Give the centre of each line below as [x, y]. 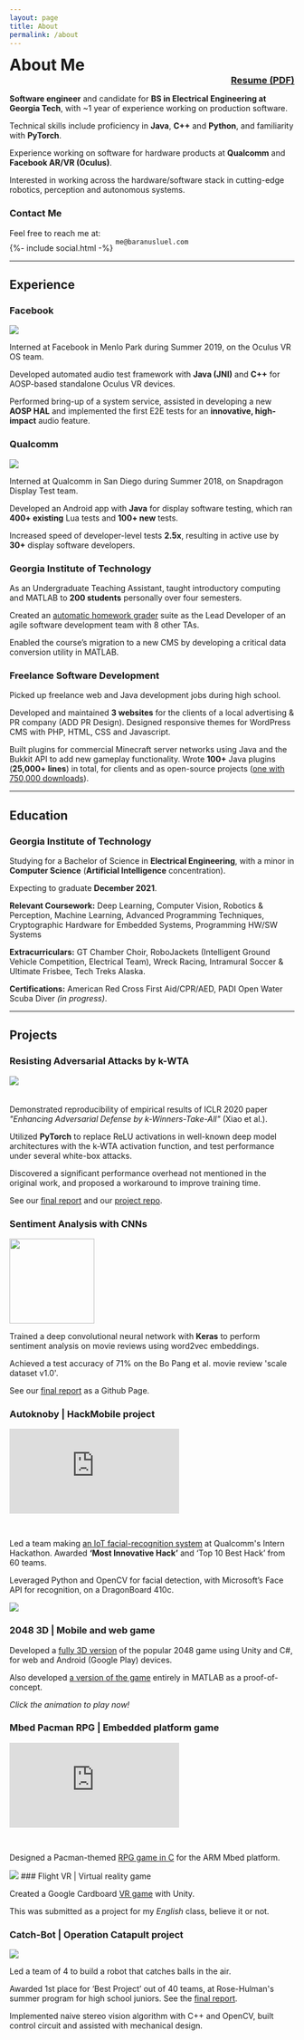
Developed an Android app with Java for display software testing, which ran [151, 508]
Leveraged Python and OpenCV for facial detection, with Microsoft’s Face [147, 1580]
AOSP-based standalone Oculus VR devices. [92, 384]
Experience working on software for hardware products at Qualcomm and [147, 153]
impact [23, 421]
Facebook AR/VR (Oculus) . [61, 163]
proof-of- [261, 1677]
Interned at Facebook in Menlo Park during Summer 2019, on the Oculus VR [150, 347]
